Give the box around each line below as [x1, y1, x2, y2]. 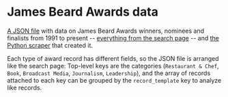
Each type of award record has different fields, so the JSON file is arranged [7, 54, 220, 62]
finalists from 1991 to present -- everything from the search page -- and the [7, 33, 220, 42]
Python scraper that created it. [7, 41, 94, 49]
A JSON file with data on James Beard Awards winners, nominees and [7, 27, 205, 35]
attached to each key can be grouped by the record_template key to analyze [7, 76, 222, 84]
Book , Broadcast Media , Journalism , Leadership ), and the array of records [7, 69, 211, 77]
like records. [7, 83, 42, 92]
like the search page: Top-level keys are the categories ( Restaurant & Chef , [7, 61, 220, 70]
